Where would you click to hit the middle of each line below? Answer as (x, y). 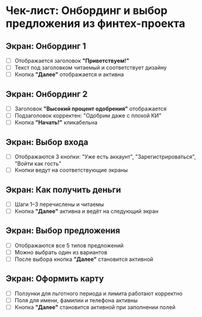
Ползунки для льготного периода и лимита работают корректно (99, 293)
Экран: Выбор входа (47, 142)
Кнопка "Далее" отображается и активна (69, 74)
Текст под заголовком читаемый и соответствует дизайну (91, 68)
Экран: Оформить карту (55, 279)
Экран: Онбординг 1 (46, 46)
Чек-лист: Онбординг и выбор (87, 11)
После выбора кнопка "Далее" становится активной (84, 259)
